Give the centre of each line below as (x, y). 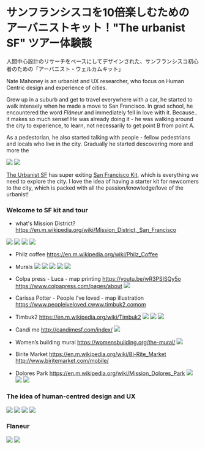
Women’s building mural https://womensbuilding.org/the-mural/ (95, 343)
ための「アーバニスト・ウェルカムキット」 (70, 69)
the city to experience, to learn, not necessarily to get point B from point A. (100, 125)
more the (18, 150)
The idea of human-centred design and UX (71, 396)
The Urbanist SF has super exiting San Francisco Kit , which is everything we (102, 174)
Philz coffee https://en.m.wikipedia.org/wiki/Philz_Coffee (87, 254)
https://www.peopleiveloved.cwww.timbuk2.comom (80, 305)
